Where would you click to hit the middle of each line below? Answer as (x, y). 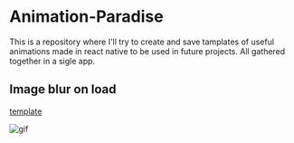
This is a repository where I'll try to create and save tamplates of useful (142, 42)
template (26, 111)
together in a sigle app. (52, 61)
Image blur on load (63, 89)
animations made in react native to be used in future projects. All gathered (147, 51)
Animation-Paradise (87, 17)
